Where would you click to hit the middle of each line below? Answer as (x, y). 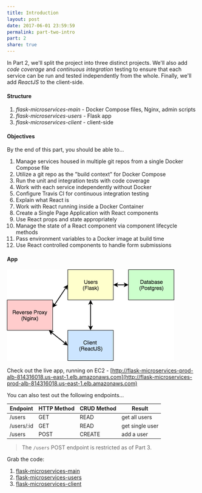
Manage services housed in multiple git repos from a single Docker (99, 161)
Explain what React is (42, 200)
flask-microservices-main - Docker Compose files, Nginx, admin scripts (106, 110)
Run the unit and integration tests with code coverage (83, 181)
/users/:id (22, 426)
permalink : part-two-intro (41, 32)
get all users (137, 417)
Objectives (21, 136)
